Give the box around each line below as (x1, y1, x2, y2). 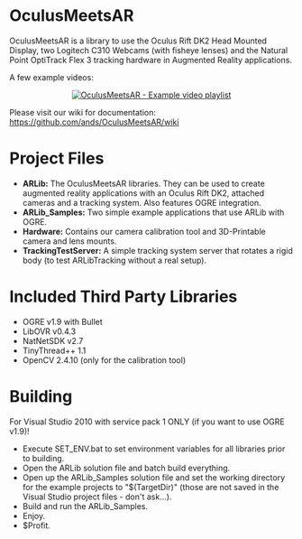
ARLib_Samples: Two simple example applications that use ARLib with (22, 207, 285, 218)
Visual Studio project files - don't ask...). (22, 491, 172, 502)
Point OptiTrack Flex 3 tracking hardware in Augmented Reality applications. (9, 54, 293, 65)
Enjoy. (22, 510, 46, 521)
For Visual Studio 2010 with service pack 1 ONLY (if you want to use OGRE (9, 416, 286, 427)
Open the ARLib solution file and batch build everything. (22, 462, 231, 473)
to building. (22, 452, 65, 463)
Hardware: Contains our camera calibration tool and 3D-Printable (22, 226, 266, 237)
